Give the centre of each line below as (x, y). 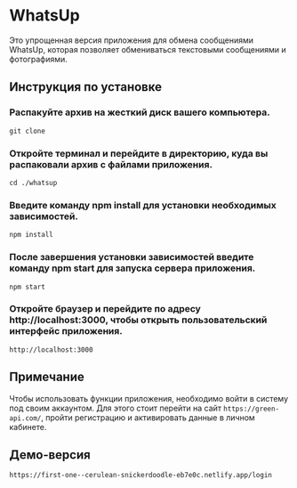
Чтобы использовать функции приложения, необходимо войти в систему (149, 398)
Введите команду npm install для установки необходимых (143, 205)
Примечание (47, 377)
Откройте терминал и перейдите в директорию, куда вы (139, 153)
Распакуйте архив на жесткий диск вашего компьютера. (140, 112)
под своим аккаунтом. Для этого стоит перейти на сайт (116, 408)
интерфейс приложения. (66, 331)
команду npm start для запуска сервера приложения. (132, 268)
